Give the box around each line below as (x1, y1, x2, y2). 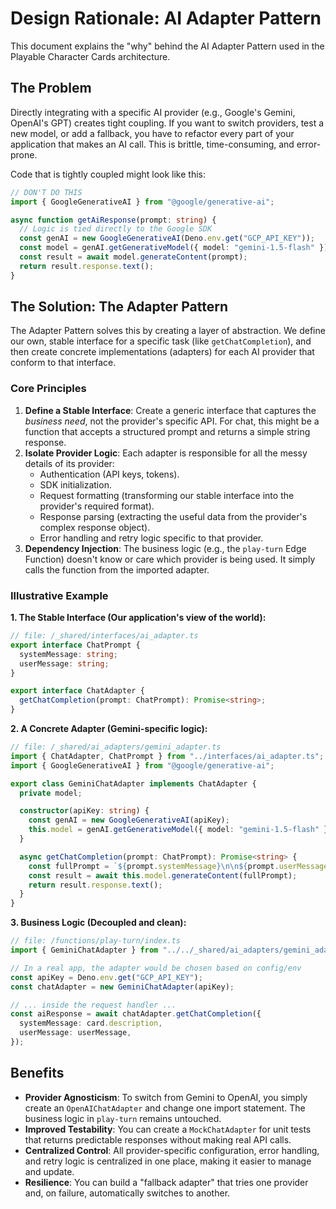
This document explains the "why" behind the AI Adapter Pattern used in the (10, 40, 325, 52)
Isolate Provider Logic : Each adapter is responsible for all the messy (24, 447, 308, 459)
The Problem (10, 80, 92, 97)
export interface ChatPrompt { (10, 640, 141, 650)
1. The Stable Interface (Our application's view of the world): (10, 612, 267, 624)
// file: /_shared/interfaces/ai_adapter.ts (10, 631, 199, 641)
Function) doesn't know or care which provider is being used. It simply (24, 553, 316, 565)
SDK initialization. (39, 478, 112, 491)
